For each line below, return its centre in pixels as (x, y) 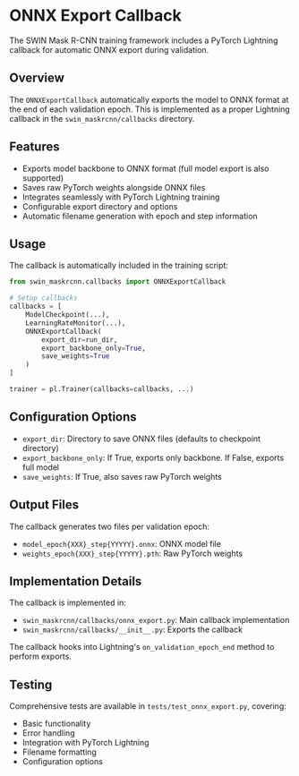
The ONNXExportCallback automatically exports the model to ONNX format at (149, 99)
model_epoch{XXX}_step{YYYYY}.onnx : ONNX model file (122, 543)
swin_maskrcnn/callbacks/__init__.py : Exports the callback (132, 630)
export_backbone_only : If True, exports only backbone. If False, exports (153, 457)
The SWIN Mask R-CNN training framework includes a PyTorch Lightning (144, 40)
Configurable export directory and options (100, 206)
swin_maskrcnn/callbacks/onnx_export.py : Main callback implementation (156, 620)
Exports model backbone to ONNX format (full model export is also (145, 168)
